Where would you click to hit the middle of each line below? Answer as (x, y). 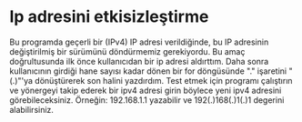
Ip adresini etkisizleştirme (109, 17)
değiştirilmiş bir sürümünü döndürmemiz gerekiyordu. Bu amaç (127, 51)
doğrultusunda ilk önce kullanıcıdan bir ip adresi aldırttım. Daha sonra (139, 61)
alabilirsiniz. (32, 109)
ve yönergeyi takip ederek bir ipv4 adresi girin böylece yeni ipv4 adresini (146, 90)
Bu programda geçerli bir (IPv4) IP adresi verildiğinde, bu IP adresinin (139, 42)
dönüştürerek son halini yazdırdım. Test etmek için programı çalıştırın (164, 80)
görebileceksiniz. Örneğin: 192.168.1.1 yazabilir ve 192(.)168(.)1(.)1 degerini (147, 100)
